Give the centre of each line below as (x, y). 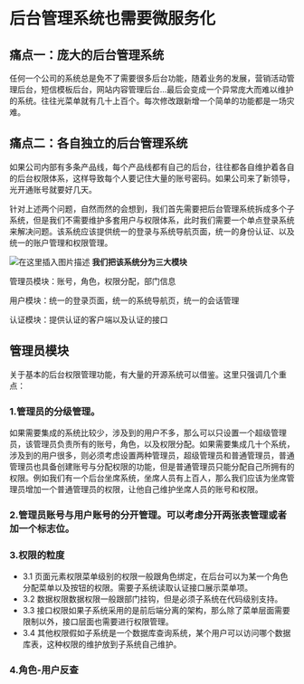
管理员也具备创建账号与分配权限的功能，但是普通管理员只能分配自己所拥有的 (152, 466)
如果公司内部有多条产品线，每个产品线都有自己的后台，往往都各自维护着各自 (152, 166)
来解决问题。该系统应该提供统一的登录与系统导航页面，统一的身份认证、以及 (152, 231)
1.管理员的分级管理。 (55, 411)
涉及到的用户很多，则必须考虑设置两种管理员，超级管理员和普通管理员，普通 (152, 455)
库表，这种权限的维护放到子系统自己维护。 (102, 644)
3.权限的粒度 (37, 555)
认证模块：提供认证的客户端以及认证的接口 (89, 319)
